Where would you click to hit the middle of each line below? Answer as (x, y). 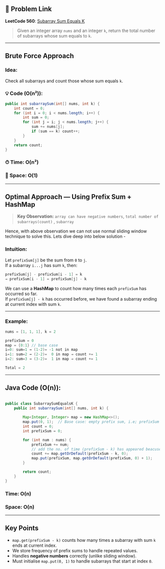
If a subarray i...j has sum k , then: (41, 265)
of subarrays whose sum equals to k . (55, 36)
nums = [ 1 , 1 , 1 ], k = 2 (30, 332)
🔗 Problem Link (28, 9)
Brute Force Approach (40, 56)
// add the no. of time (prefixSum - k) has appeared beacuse (96, 449)
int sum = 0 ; (36, 117)
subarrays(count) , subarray (45, 222)
